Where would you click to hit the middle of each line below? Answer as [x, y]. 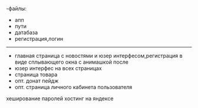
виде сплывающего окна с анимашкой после [71, 62]
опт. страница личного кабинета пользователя [73, 87]
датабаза [26, 32]
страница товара [36, 74]
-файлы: [16, 9]
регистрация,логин [39, 39]
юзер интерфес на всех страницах [58, 68]
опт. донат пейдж [37, 81]
